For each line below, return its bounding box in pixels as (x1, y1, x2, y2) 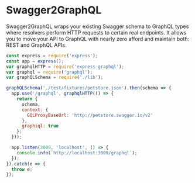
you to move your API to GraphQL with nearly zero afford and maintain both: (6, 35, 190, 42)
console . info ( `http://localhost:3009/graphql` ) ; (16, 150, 138, 156)
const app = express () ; (6, 58, 64, 64)
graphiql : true (21, 123, 59, 129)
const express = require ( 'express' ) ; (6, 53, 98, 58)
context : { (21, 106, 49, 113)
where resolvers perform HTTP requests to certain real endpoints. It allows (6, 29, 187, 36)
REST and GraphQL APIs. (6, 42, 67, 49)
